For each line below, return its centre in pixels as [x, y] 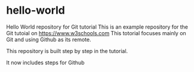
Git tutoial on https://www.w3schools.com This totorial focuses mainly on [96, 33]
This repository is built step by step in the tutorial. [67, 51]
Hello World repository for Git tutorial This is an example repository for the [97, 27]
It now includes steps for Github [45, 62]
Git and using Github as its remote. [49, 39]
